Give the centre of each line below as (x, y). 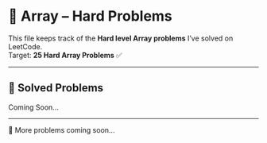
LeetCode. (25, 46)
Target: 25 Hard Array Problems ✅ (65, 55)
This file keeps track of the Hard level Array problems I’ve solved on (121, 38)
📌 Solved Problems (56, 88)
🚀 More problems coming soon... (62, 129)
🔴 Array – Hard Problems (90, 16)
